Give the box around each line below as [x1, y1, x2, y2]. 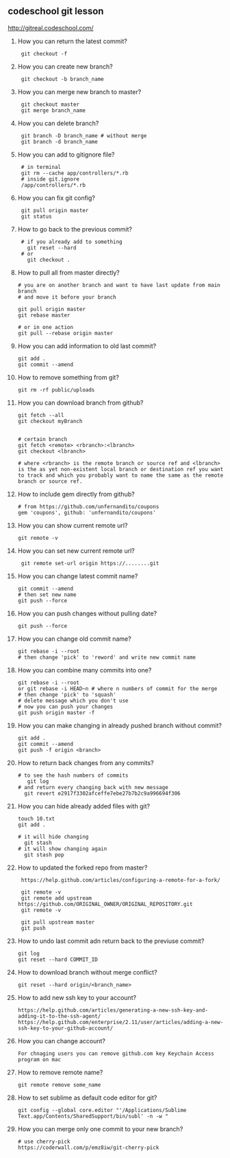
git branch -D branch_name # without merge [21, 132, 147, 139]
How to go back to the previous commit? [17, 225, 133, 233]
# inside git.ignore [21, 175, 79, 183]
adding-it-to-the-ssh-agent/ [17, 1012, 101, 1019]
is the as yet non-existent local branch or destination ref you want [17, 466, 224, 473]
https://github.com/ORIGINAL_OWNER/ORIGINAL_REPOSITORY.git [17, 900, 193, 907]
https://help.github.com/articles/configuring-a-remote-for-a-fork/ [21, 876, 221, 883]
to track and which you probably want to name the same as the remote [17, 472, 224, 479]
